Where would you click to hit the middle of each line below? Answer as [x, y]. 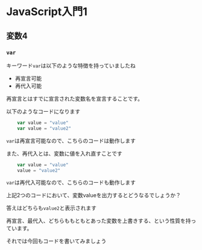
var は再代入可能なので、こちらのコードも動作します [71, 183]
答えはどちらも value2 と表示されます [51, 208]
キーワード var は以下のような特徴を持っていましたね [71, 66]
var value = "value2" [44, 128]
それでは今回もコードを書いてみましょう [56, 241]
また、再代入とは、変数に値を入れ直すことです [64, 153]
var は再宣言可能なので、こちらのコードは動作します [71, 141]
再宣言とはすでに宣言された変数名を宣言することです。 [75, 99]
